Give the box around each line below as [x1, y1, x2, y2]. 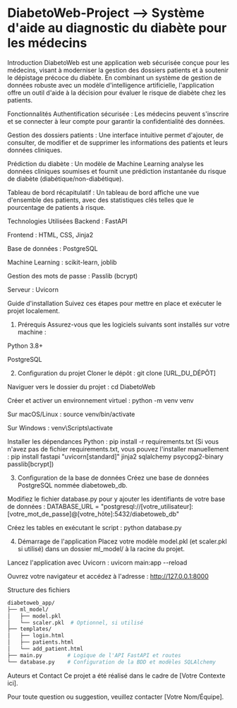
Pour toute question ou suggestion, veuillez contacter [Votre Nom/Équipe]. [7, 692, 224, 701]
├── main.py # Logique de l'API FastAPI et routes [7, 651, 181, 659]
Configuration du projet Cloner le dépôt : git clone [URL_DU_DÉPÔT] [17, 369, 217, 377]
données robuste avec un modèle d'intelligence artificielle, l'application [7, 81, 214, 89]
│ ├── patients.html [7, 639, 74, 646]
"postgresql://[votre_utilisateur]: [100, 502, 194, 510]
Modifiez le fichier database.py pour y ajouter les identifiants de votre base [7, 495, 226, 503]
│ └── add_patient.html [7, 645, 83, 653]
